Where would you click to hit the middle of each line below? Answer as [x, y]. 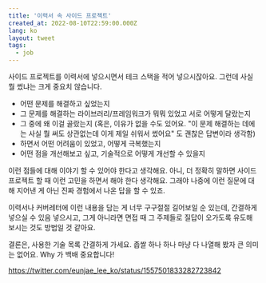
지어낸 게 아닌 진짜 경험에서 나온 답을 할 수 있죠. [91, 190]
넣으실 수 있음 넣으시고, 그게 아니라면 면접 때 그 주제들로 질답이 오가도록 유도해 [131, 217]
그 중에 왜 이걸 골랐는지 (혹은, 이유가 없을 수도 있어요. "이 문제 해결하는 [130, 124]
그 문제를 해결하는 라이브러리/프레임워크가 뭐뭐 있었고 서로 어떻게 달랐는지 [135, 114]
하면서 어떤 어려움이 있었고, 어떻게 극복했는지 [90, 143]
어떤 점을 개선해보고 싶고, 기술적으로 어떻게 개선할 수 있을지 [113, 153]
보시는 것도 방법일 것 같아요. [52, 227]
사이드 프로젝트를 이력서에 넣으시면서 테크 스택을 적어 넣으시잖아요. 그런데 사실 [131, 76]
